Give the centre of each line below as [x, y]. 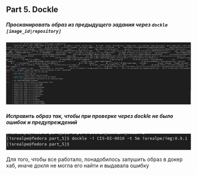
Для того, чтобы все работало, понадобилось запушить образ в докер [94, 159]
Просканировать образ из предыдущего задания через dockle [87, 24]
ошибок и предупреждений [42, 122]
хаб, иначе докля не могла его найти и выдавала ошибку [78, 166]
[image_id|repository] [34, 31]
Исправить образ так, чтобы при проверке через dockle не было [90, 116]
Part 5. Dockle [32, 10]
